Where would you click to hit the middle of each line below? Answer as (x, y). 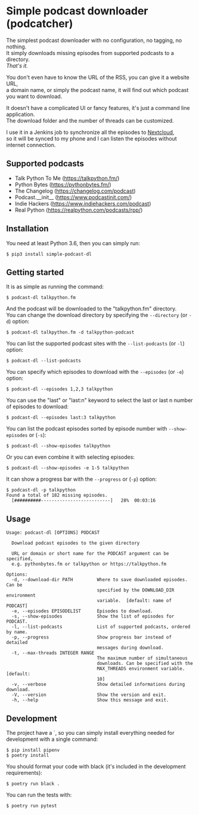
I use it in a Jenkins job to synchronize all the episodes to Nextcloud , (90, 132)
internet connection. (31, 145)
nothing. (16, 47)
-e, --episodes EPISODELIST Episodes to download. (82, 611)
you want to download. (34, 96)
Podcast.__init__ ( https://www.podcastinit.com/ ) (73, 197)
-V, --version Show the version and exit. (89, 695)
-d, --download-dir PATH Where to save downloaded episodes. (99, 580)
